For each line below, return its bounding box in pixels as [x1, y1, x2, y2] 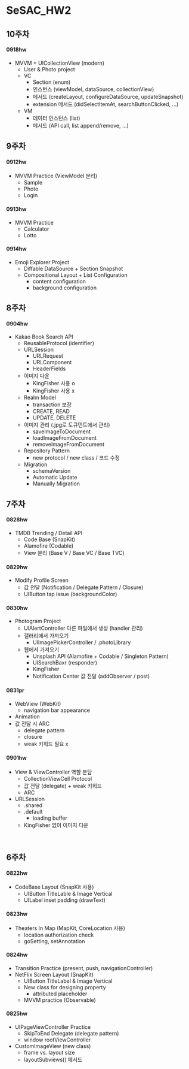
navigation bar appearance [23, 706, 91, 714]
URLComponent [32, 359, 72, 366]
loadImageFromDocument [32, 434, 97, 442]
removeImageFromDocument [32, 441, 104, 448]
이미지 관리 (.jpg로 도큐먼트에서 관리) [23, 421, 110, 428]
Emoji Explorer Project [14, 258, 70, 265]
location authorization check [23, 931, 94, 938]
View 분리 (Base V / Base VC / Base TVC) [23, 549, 125, 556]
